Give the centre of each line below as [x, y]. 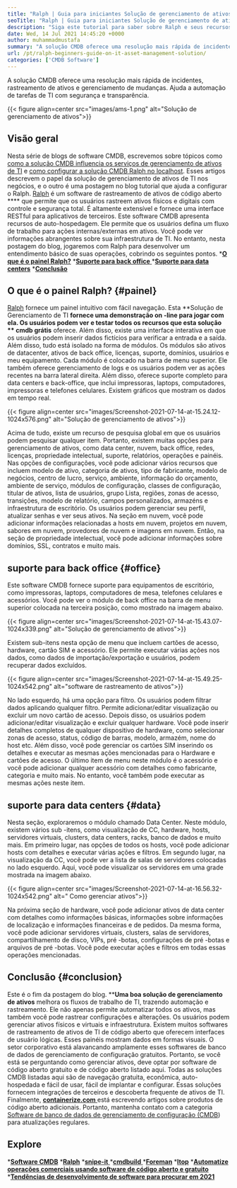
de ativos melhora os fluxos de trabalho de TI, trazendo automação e [108, 1002]
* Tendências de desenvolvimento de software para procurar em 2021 [111, 1177]
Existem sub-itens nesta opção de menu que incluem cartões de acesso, [113, 643]
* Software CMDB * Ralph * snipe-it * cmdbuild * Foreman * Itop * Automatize [118, 1161]
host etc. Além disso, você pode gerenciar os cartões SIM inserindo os [110, 746]
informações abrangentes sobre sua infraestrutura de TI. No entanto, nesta [116, 239]
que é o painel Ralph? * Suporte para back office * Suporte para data [108, 261]
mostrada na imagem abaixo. [49, 875]
